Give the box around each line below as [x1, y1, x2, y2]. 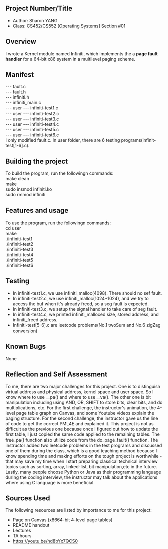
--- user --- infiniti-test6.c [5, 132, 59, 138]
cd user [5, 225, 21, 231]
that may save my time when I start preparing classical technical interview [5, 458, 158, 464]
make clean [5, 176, 29, 182]
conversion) [12, 327, 38, 334]
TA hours [12, 533, 32, 539]
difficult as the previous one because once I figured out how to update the [5, 426, 158, 432]
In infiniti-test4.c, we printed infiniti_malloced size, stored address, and [12, 311, 159, 317]
